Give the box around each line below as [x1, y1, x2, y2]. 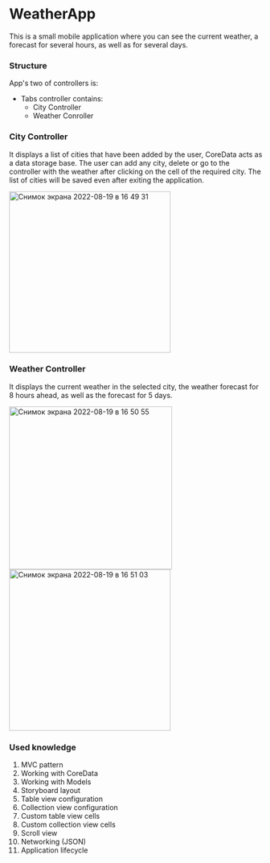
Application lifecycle [20, 845, 88, 855]
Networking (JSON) [20, 837, 87, 847]
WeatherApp [9, 5, 96, 23]
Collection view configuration [20, 803, 119, 812]
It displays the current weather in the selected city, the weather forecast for [9, 381, 260, 391]
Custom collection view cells [20, 820, 116, 829]
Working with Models [20, 777, 92, 787]
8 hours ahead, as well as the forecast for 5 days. [9, 390, 173, 400]
